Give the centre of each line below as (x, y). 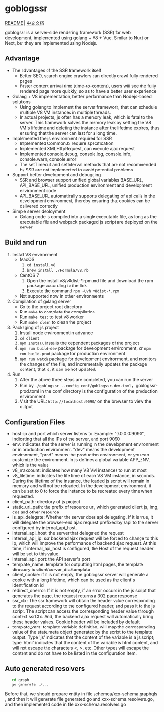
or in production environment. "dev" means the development (73, 450)
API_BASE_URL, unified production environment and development (86, 185)
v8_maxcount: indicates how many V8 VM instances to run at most (79, 470)
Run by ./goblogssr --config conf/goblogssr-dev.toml (75, 385)
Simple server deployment (39, 211)
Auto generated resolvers (45, 669)
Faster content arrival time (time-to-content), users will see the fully (88, 86)
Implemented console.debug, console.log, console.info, (76, 154)
